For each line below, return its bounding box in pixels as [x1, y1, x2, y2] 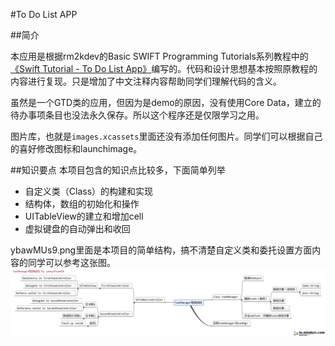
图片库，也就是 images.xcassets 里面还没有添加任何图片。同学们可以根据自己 [10, 130, 323, 142]
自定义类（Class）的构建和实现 [24, 185, 154, 197]
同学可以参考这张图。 [27, 257, 116, 268]
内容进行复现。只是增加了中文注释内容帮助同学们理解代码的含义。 [10, 75, 282, 87]
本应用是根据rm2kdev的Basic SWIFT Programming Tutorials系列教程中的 [10, 50, 309, 62]
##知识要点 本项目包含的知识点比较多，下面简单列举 [10, 164, 226, 176]
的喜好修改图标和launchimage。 [10, 143, 143, 154]
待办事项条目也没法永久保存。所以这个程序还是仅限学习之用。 [10, 109, 265, 121]
